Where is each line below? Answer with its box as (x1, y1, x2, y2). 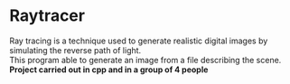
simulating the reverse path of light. (9, 44, 142, 55)
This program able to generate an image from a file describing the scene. (9, 54, 282, 65)
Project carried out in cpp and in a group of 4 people (9, 64, 209, 75)
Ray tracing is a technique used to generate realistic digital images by (9, 35, 268, 46)
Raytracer (9, 5, 86, 26)
